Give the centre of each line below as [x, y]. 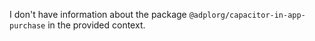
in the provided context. [96, 25]
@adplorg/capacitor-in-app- [247, 15]
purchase [27, 26]
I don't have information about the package [98, 14]
